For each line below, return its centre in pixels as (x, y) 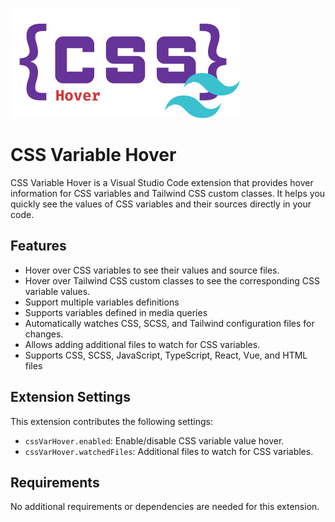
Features (38, 246)
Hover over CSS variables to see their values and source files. (152, 270)
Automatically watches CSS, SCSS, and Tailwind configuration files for (169, 323)
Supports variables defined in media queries (116, 312)
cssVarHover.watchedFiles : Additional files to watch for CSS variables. (169, 451)
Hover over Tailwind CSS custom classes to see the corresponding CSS (172, 280)
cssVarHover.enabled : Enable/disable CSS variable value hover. (154, 440)
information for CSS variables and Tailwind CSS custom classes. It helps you (168, 193)
